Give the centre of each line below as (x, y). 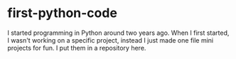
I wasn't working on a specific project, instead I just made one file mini (111, 40)
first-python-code (62, 13)
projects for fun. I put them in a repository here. (77, 48)
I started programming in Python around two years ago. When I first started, (118, 33)
